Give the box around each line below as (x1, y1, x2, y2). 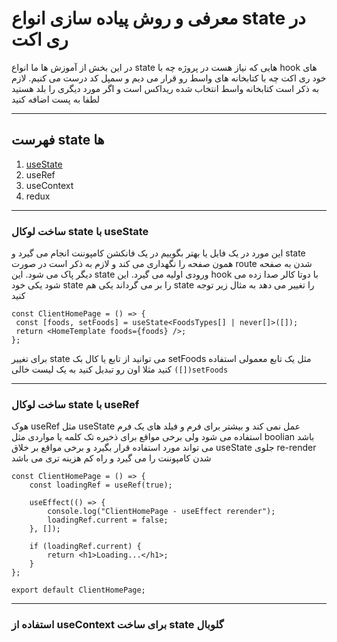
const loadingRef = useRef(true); (29, 480, 173, 491)
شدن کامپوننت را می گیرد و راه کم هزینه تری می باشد (11, 452, 212, 464)
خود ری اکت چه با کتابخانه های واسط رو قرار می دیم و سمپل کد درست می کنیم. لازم (11, 72, 327, 84)
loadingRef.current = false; (47, 515, 169, 526)
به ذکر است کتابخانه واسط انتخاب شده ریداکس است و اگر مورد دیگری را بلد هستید (11, 82, 320, 94)
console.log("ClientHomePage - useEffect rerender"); (47, 507, 276, 517)
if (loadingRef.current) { (29, 542, 142, 552)
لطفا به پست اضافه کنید (11, 93, 101, 105)
